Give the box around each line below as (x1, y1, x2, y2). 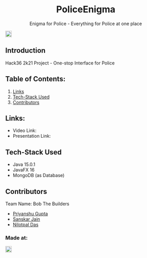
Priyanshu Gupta (12, 211, 48, 217)
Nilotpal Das (12, 222, 39, 227)
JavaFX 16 (12, 167, 35, 173)
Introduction (5, 46, 46, 55)
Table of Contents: (5, 75, 66, 83)
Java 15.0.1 (12, 161, 36, 167)
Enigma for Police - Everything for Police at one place (29, 20, 142, 27)
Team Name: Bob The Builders (5, 201, 70, 207)
